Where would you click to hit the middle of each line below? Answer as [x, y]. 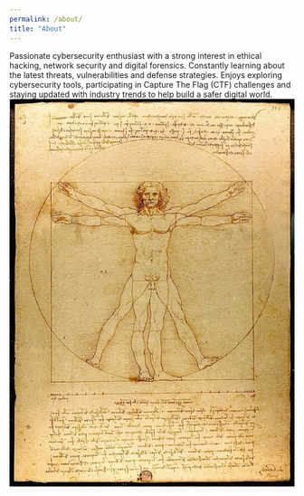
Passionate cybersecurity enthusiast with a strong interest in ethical [136, 55]
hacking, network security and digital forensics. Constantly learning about [147, 65]
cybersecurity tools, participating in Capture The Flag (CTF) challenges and [150, 84]
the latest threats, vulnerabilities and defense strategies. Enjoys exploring [146, 75]
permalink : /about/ [46, 19]
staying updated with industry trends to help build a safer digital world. [141, 94]
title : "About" [38, 29]
